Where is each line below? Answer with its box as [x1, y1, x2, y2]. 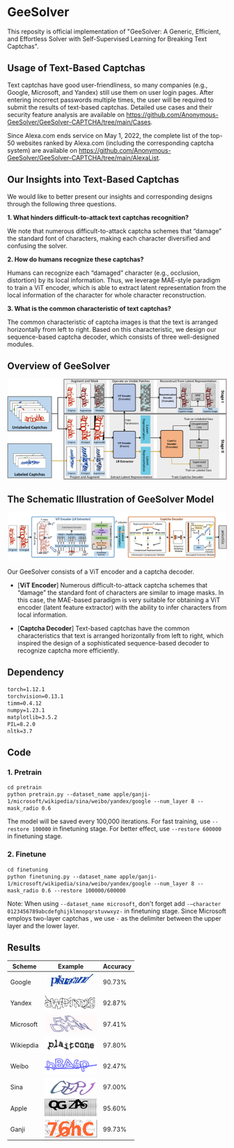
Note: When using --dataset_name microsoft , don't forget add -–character [7, 899, 221, 908]
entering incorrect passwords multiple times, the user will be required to [7, 95, 214, 104]
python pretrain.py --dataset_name [7, 791, 111, 798]
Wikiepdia [10, 1041, 39, 1049]
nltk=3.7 [7, 728, 33, 735]
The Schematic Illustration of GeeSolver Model [7, 493, 214, 505]
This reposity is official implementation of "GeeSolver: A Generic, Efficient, [7, 27, 221, 36]
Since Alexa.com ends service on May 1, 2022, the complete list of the [7, 131, 209, 139]
